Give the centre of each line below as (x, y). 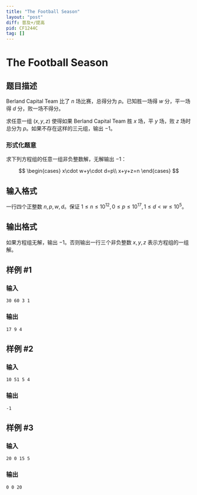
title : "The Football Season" (43, 12)
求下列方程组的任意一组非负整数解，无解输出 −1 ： (66, 159)
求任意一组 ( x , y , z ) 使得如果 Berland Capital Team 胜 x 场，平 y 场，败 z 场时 (98, 121)
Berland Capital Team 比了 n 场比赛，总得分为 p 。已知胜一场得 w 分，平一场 (98, 101)
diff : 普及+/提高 (26, 22)
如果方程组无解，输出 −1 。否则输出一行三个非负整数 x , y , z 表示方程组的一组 (98, 242)
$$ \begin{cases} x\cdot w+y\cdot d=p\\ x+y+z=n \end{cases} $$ (99, 171)
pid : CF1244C (22, 28)
